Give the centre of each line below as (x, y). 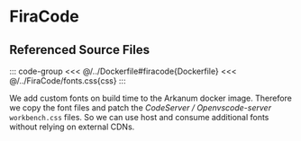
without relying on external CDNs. (72, 127)
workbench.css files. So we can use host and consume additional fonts (139, 117)
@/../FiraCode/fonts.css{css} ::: (68, 81)
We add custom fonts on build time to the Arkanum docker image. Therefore (151, 98)
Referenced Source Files (80, 50)
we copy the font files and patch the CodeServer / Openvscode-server (141, 108)
